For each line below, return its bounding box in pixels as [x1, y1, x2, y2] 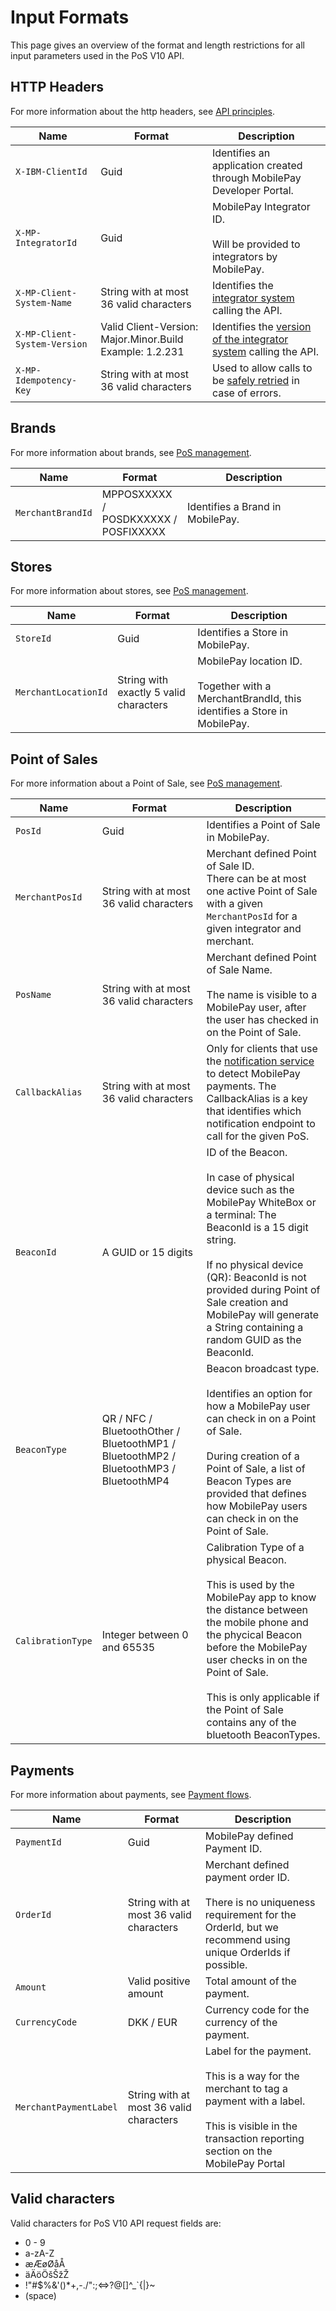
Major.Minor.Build [100, 332, 184, 346]
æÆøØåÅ [24, 2257, 66, 2270]
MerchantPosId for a [206, 909, 298, 923]
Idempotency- [15, 374, 78, 386]
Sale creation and [206, 1296, 289, 1310]
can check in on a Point [206, 1412, 317, 1426]
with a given [206, 897, 263, 911]
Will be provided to [211, 237, 301, 251]
